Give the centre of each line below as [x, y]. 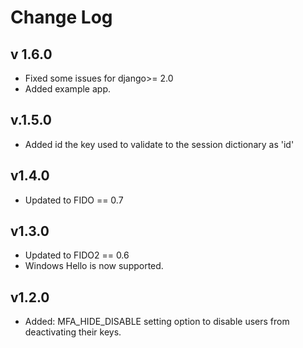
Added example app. [67, 89]
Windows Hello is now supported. [94, 266]
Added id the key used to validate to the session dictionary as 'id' [159, 144]
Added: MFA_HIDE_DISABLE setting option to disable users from [157, 322]
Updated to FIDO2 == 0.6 [77, 255]
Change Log [61, 17]
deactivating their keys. [73, 332]
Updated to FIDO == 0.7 [74, 200]
